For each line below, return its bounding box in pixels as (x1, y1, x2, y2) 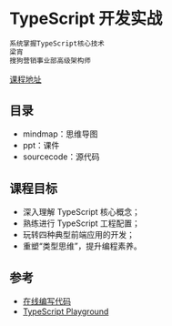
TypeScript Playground (22, 306, 109, 317)
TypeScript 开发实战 (9, 8, 163, 29)
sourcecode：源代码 (22, 151, 100, 162)
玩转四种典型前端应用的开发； (22, 229, 135, 240)
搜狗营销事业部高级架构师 (9, 56, 91, 65)
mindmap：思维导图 (22, 128, 98, 139)
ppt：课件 (22, 140, 60, 151)
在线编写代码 (22, 296, 71, 306)
